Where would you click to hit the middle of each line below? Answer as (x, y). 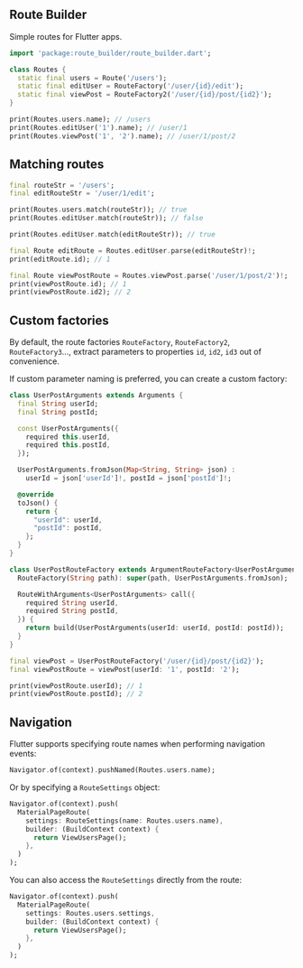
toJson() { (38, 503)
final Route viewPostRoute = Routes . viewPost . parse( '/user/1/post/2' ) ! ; (149, 275)
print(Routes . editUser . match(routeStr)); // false (106, 219)
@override (36, 494)
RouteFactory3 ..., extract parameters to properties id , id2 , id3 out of (135, 352)
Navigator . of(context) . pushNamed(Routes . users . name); (113, 770)
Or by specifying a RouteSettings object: (85, 787)
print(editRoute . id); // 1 (60, 259)
